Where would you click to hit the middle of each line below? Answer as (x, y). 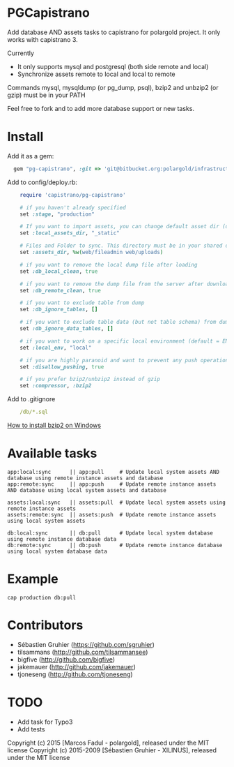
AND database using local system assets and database (87, 490)
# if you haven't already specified (73, 207)
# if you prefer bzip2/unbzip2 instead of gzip (90, 379)
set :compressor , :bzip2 (56, 386)
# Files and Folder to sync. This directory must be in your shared (121, 246)
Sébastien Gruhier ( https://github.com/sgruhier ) (86, 644)
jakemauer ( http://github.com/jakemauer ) (76, 667)
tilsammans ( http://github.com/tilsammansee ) (83, 652)
